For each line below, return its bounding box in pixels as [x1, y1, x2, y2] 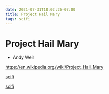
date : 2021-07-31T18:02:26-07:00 [5, 7, 76, 12]
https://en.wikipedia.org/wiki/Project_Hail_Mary [5, 64, 104, 70]
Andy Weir [12, 54, 35, 60]
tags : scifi [5, 16, 30, 21]
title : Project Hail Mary [5, 12, 60, 17]
